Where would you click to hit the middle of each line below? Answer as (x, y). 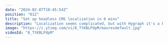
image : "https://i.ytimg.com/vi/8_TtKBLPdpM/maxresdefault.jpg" (73, 28)
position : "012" (22, 14)
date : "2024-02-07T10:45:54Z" (37, 10)
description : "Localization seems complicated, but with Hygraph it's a (82, 23)
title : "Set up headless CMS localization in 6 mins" (62, 19)
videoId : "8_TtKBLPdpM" (30, 33)
